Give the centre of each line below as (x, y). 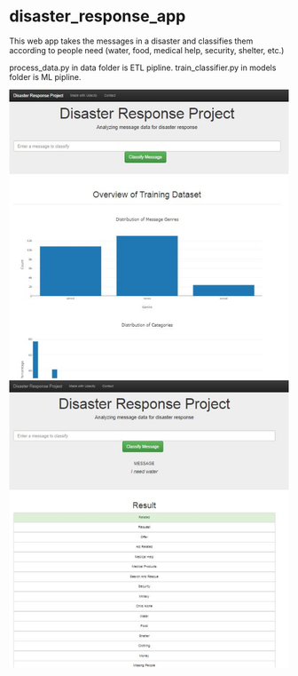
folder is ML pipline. (45, 76)
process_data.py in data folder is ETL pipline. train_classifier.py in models (143, 68)
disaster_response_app (98, 16)
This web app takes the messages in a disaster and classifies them (131, 41)
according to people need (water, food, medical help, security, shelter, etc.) (147, 50)
